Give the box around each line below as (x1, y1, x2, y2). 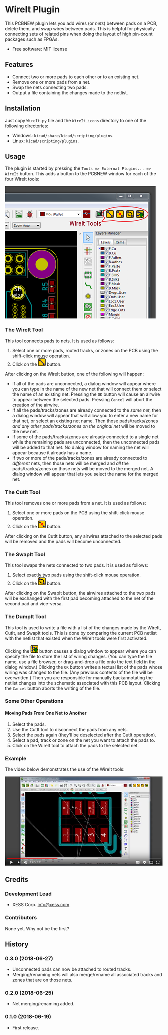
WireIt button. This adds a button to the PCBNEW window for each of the (5, 171, 156, 177)
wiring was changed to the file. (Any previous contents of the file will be (5, 669, 153, 675)
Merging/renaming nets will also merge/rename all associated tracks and (12, 972, 162, 978)
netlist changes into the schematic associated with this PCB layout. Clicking (5, 680, 161, 686)
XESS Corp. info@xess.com (12, 902, 70, 908)
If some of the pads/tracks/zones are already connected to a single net (12, 434, 159, 440)
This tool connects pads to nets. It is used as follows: (5, 338, 114, 344)
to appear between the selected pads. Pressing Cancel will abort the (12, 396, 153, 402)
